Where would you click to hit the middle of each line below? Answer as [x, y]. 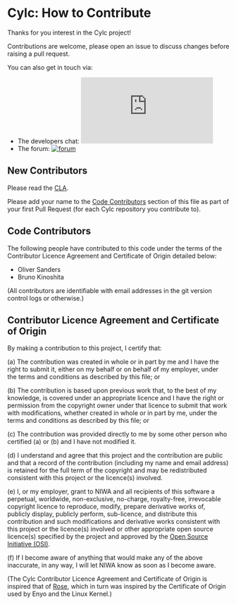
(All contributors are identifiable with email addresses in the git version [110, 290]
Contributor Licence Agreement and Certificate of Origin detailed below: [112, 256]
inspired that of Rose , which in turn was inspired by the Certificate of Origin [117, 587]
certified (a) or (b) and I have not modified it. [72, 442]
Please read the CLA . [38, 188]
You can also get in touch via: [50, 67]
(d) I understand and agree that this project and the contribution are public [115, 455]
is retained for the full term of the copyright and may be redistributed [107, 470]
